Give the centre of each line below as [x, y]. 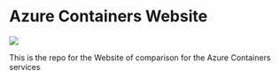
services [25, 67]
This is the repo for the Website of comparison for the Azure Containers [140, 57]
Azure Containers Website [109, 16]
